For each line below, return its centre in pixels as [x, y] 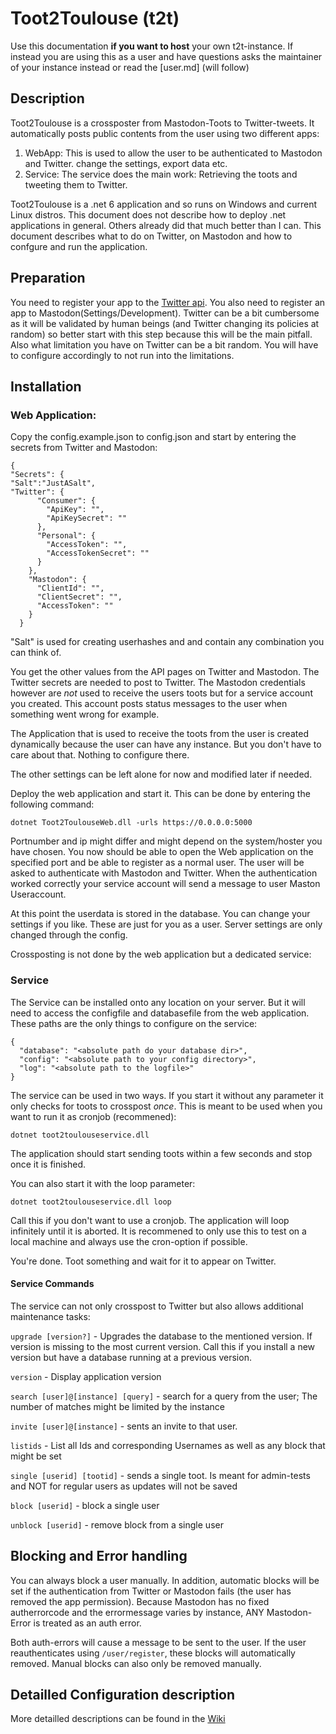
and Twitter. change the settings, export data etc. [126, 163]
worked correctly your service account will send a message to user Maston [165, 884]
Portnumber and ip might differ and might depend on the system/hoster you [166, 841]
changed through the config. [69, 935]
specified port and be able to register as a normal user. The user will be [157, 863]
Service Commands [52, 1284]
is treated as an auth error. [87, 1623]
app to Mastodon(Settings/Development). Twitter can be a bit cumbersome [165, 313]
